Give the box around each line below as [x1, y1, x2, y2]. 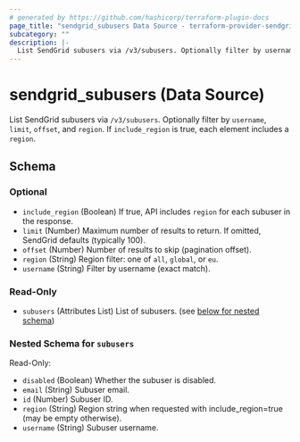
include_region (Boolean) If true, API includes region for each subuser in [21, 206, 291, 217]
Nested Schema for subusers [9, 337, 135, 349]
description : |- [9, 38, 70, 47]
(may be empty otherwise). [21, 413, 122, 424]
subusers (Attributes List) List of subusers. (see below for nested [21, 305, 260, 317]
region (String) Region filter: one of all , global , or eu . [21, 254, 219, 264]
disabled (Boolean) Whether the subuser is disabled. [21, 375, 217, 386]
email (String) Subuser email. [21, 385, 129, 396]
